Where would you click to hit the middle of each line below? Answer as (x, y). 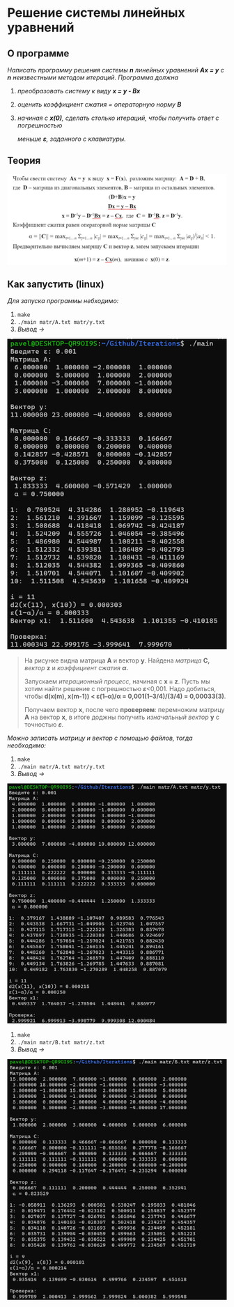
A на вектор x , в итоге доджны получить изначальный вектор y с (122, 717)
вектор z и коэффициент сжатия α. (76, 668)
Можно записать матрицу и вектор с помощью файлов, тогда (100, 738)
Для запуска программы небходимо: (63, 301)
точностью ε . (44, 725)
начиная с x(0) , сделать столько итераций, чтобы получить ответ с (118, 118)
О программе (38, 53)
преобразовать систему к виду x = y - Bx (79, 91)
